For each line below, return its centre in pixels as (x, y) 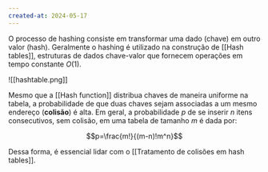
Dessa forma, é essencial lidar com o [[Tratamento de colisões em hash (126, 151)
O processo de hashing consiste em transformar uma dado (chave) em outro (134, 38)
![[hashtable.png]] (38, 79)
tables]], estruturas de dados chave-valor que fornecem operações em (126, 55)
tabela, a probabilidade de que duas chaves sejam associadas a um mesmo (133, 103)
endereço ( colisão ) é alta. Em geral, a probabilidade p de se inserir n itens (130, 112)
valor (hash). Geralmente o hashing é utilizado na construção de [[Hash (126, 47)
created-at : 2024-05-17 (48, 16)
